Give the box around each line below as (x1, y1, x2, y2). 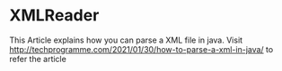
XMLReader (9, 5, 100, 26)
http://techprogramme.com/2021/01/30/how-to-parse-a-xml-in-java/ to (9, 43, 274, 54)
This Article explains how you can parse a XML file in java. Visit (9, 35, 243, 45)
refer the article (9, 53, 67, 64)
